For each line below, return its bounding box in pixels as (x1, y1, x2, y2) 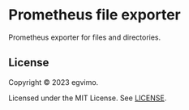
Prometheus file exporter (8, 6, 181, 24)
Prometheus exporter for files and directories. (8, 32, 161, 42)
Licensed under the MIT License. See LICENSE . (8, 93, 167, 103)
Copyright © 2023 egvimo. (8, 77, 99, 87)
